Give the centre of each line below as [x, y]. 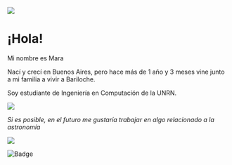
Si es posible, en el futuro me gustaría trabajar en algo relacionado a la [111, 119]
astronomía [24, 127]
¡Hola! [25, 39]
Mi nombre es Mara [36, 58]
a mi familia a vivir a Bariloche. [51, 79]
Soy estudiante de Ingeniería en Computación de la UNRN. [92, 93]
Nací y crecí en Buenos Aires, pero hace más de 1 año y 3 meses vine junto [116, 72]
